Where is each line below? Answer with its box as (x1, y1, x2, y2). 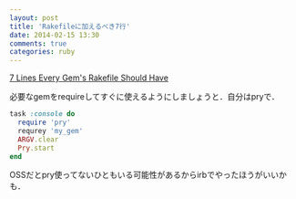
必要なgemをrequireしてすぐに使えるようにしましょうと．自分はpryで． (9, 91, 280, 102)
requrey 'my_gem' (17, 126, 84, 135)
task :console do (9, 110, 76, 119)
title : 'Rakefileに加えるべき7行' (9, 22, 130, 31)
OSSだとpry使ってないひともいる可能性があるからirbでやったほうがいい (9, 170, 280, 181)
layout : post (9, 13, 59, 23)
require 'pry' (17, 118, 71, 127)
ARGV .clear (17, 134, 59, 144)
